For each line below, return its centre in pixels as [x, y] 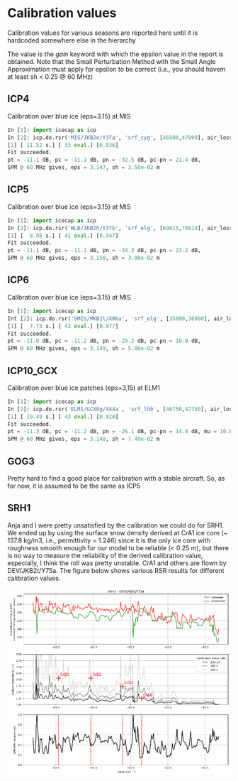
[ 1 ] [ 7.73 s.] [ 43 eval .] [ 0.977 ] [63, 326]
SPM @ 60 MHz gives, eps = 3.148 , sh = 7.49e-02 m [84, 439]
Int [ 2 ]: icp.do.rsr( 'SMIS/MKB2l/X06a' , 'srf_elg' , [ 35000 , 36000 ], [109, 318]
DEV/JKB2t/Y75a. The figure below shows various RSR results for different [116, 570]
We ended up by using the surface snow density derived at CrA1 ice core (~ [118, 532]
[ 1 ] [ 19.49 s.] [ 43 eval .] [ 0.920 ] [63, 417]
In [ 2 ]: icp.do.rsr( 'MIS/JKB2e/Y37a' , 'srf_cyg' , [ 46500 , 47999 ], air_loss [120, 137]
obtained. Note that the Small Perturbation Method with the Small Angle [112, 61]
